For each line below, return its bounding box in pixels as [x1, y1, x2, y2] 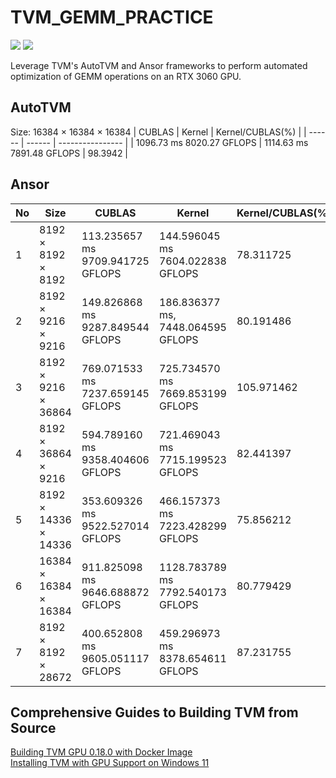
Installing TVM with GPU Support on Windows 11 [10, 757, 210, 769]
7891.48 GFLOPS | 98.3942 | [10, 147, 129, 159]
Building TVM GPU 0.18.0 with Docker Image [10, 746, 193, 758]
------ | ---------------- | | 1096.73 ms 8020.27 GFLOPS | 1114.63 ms [26, 136, 309, 148]
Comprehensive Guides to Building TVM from [10, 704, 299, 721]
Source [10, 719, 57, 736]
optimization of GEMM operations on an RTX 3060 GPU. [10, 70, 242, 82]
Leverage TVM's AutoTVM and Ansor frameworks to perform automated [10, 59, 308, 71]
